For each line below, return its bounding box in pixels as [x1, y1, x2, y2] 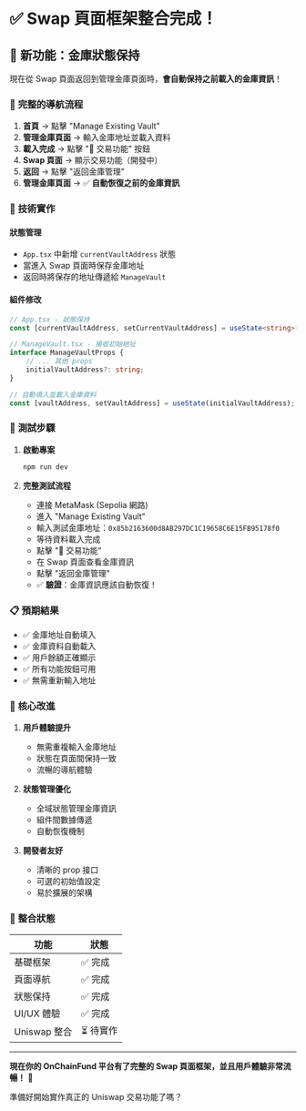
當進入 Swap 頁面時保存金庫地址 [22, 260, 145, 271]
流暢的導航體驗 [36, 764, 93, 775]
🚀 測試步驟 [9, 422, 56, 434]
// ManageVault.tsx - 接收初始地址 [9, 340, 137, 349]
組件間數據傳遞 [36, 814, 93, 825]
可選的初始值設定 [36, 876, 101, 887]
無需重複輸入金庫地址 [36, 741, 117, 752]
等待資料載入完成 [36, 534, 101, 545]
